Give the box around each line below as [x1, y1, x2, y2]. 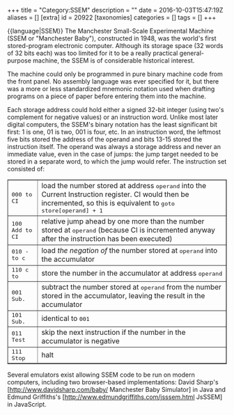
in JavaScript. [7, 400, 47, 408]
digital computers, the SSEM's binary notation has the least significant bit [7, 120, 217, 128]
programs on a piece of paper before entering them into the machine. [7, 92, 207, 100]
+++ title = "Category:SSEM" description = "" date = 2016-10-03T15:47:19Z [7, 6, 224, 14]
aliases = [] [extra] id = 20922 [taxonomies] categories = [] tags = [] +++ [7, 13, 217, 22]
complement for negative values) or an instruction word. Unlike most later [7, 113, 219, 121]
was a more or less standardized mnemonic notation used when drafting [7, 85, 215, 93]
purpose [7, 56, 31, 65]
